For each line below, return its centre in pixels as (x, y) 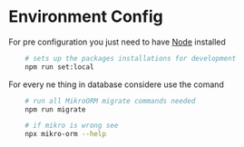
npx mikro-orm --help (65, 134)
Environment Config (86, 17)
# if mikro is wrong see (72, 126)
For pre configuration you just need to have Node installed (117, 42)
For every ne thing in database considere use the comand (116, 84)
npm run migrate (56, 109)
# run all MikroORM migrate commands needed (110, 101)
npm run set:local (59, 67)
